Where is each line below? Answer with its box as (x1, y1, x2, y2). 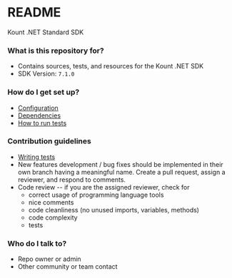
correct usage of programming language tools (28, 190, 164, 199)
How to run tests (17, 118, 67, 127)
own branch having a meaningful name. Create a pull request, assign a (17, 168, 226, 176)
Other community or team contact (17, 262, 118, 271)
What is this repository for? (7, 46, 105, 56)
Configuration (17, 103, 59, 112)
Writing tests (17, 153, 56, 161)
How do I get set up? (7, 87, 80, 97)
